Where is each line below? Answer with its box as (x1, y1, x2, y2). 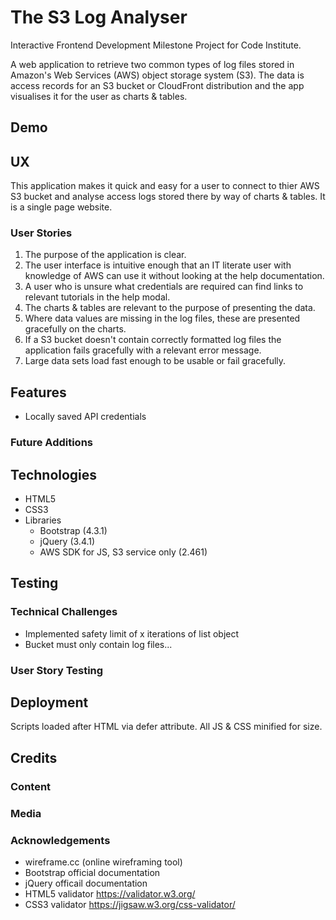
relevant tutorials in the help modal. (24, 291, 171, 303)
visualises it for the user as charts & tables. (10, 90, 188, 102)
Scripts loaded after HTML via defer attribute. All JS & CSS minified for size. (10, 721, 323, 733)
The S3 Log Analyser (10, 6, 188, 29)
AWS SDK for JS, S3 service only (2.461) (39, 546, 208, 558)
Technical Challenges (10, 605, 118, 619)
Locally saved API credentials (24, 411, 147, 423)
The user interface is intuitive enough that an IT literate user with (24, 259, 292, 271)
